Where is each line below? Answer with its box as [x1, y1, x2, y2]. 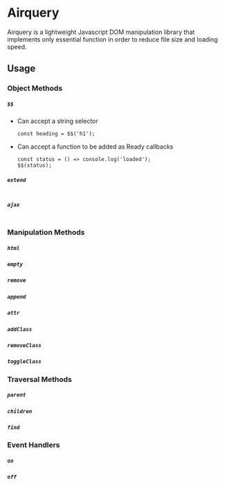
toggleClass [7, 358, 42, 365]
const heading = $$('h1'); [17, 131, 96, 137]
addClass [7, 326, 33, 333]
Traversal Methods [7, 374, 73, 384]
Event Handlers [7, 440, 60, 450]
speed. [7, 42, 27, 51]
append [7, 293, 26, 300]
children [7, 408, 33, 414]
